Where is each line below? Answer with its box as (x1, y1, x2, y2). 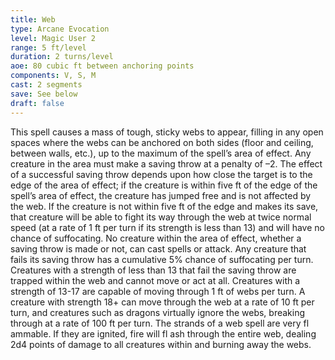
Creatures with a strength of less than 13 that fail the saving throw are (10, 264, 297, 276)
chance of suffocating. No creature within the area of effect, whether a (10, 232, 302, 244)
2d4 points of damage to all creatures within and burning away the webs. (10, 338, 312, 350)
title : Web (10, 14, 56, 25)
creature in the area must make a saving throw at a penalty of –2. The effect (10, 157, 323, 170)
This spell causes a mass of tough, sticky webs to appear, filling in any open (10, 126, 324, 138)
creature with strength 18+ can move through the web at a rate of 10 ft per (10, 296, 315, 308)
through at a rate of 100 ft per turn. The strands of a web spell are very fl (10, 317, 310, 329)
